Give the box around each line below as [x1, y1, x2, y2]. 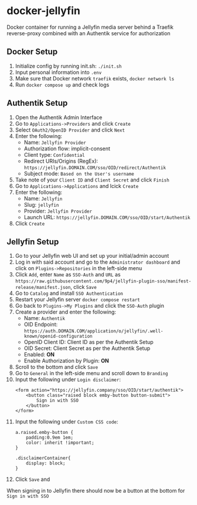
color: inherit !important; [26, 440, 94, 446]
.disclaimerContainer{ [15, 455, 71, 462]
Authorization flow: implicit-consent [23, 145, 111, 152]
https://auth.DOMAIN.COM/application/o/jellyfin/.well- [23, 328, 164, 334]
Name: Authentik [23, 315, 65, 322]
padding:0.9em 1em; [26, 435, 74, 441]
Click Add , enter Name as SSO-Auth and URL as [15, 271, 121, 278]
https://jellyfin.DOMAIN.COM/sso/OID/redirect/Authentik [23, 164, 167, 171]
